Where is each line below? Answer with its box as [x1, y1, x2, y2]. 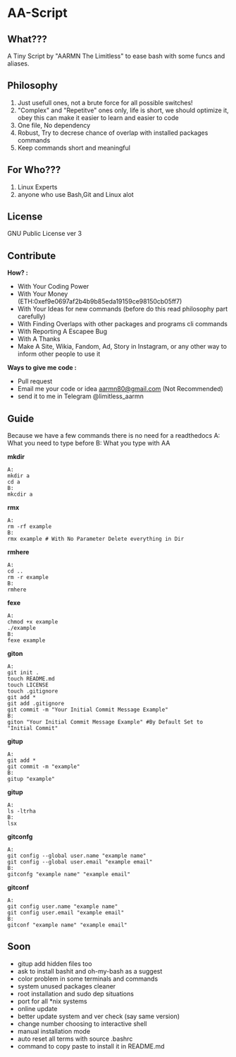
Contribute [7, 249, 56, 262]
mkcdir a [7, 491, 33, 498]
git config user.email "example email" [7, 909, 125, 916]
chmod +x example [7, 619, 58, 626]
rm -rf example [7, 523, 52, 530]
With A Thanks [17, 335, 61, 343]
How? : [7, 268, 28, 277]
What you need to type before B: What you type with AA [7, 439, 170, 448]
